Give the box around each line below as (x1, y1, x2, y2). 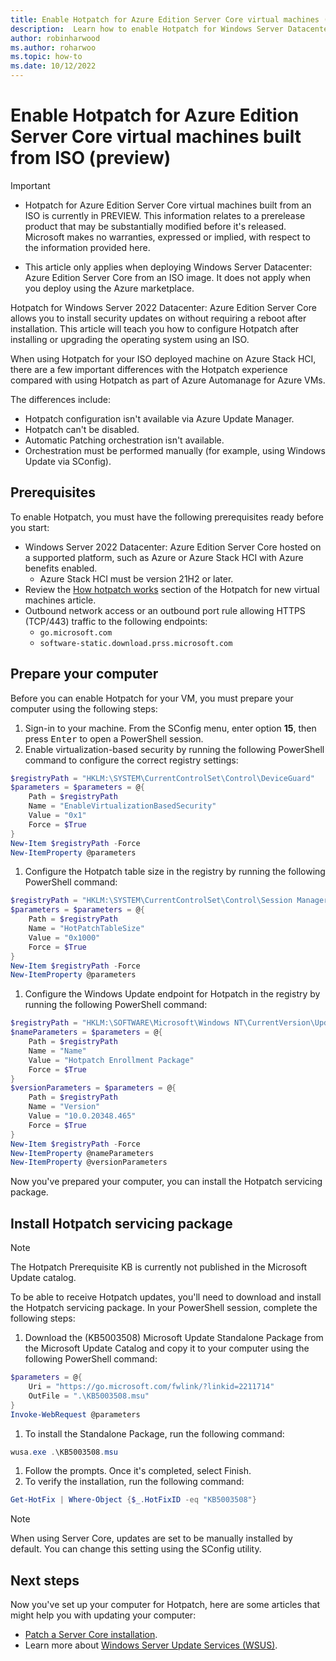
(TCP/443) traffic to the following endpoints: (24, 615, 208, 627)
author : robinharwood (10, 33, 101, 43)
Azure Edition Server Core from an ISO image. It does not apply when (24, 271, 311, 283)
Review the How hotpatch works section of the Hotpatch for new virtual (24, 583, 320, 595)
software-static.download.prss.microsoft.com (39, 638, 233, 648)
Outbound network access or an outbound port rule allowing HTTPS (24, 604, 306, 616)
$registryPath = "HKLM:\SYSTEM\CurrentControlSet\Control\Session (10, 896, 293, 906)
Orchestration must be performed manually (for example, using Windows (24, 444, 326, 456)
